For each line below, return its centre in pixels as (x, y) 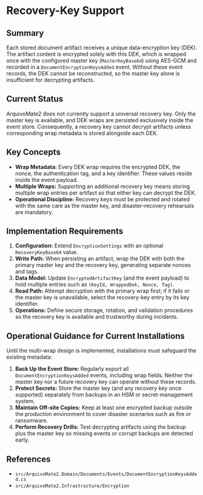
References (28, 459)
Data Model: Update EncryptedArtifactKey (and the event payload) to (102, 278)
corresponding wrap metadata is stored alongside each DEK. (82, 133)
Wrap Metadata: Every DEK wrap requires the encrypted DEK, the (98, 167)
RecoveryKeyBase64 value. (46, 252)
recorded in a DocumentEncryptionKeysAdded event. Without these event (95, 67)
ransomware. (32, 421)
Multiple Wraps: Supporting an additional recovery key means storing (102, 186)
